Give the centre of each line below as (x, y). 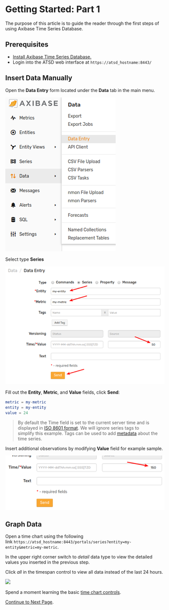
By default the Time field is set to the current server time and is (83, 423)
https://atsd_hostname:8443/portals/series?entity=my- (72, 542)
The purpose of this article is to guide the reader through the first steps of (82, 23)
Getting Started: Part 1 (53, 9)
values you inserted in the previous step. (48, 562)
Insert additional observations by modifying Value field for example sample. (84, 448)
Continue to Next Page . (30, 602)
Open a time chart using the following (44, 536)
